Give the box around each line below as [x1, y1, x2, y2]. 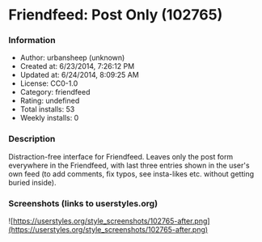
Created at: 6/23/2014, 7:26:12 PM [19, 62, 135, 71]
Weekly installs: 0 [19, 113, 79, 123]
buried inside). [8, 177, 57, 187]
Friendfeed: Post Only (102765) [8, 6, 223, 24]
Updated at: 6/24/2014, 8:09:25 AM [19, 70, 139, 80]
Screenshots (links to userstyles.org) [8, 197, 158, 209]
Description [8, 134, 56, 145]
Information [8, 35, 56, 46]
